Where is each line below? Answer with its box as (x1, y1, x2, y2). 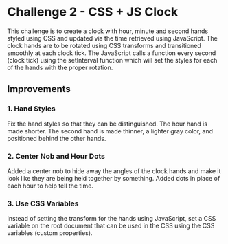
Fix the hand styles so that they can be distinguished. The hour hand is (7, 120, 208, 128)
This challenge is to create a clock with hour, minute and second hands (7, 27, 208, 35)
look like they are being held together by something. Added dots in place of (7, 174, 220, 182)
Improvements (7, 83, 71, 95)
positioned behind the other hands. (7, 134, 106, 142)
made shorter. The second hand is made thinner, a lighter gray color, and (7, 126, 214, 135)
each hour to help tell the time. (7, 181, 94, 190)
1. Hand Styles (7, 104, 56, 113)
